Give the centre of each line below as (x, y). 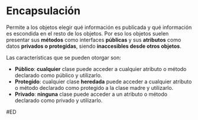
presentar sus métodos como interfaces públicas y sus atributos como (94, 40)
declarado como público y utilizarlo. (58, 75)
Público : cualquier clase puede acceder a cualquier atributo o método (100, 69)
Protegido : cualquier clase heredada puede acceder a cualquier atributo (103, 82)
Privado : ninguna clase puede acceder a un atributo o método (91, 94)
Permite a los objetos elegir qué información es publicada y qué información (99, 27)
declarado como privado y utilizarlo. (59, 100)
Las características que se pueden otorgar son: (64, 57)
